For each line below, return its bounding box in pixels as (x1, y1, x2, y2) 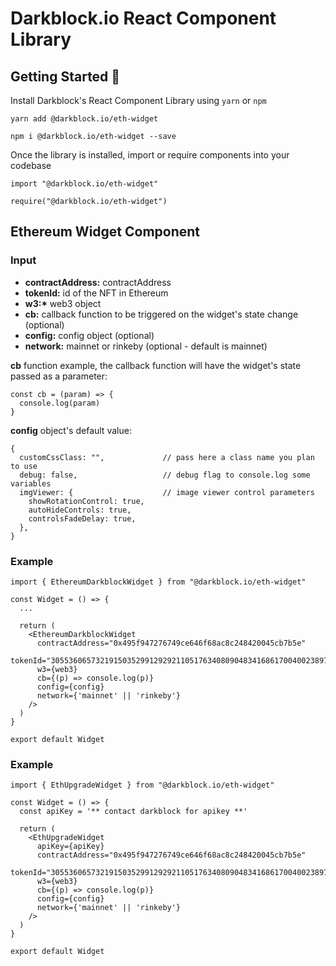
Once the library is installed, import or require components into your (10, 149, 290, 161)
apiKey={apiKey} (36, 842, 105, 852)
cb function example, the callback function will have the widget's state (10, 359, 302, 371)
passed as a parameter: (10, 370, 108, 382)
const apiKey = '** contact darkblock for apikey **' (19, 807, 248, 817)
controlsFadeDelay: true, (28, 513, 137, 524)
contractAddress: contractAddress (24, 276, 172, 288)
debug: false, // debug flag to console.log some (19, 470, 311, 480)
